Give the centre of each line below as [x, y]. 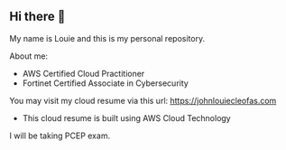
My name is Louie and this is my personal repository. [107, 38]
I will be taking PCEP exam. [60, 136]
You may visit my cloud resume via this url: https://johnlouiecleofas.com [143, 100]
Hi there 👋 [37, 17]
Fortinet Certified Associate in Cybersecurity [106, 83]
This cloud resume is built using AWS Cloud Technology [127, 117]
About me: [28, 56]
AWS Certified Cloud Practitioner [83, 73]
